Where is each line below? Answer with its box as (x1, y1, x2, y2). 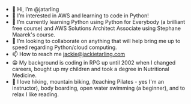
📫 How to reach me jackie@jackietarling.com (11, 51, 126, 57)
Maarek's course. (11, 31, 56, 38)
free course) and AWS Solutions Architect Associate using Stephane (11, 25, 181, 32)
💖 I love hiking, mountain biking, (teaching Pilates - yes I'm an (11, 78, 165, 85)
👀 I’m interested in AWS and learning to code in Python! (11, 12, 149, 19)
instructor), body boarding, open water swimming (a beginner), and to (11, 84, 185, 91)
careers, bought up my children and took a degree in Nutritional (11, 66, 169, 72)
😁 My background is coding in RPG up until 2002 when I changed (11, 59, 176, 66)
